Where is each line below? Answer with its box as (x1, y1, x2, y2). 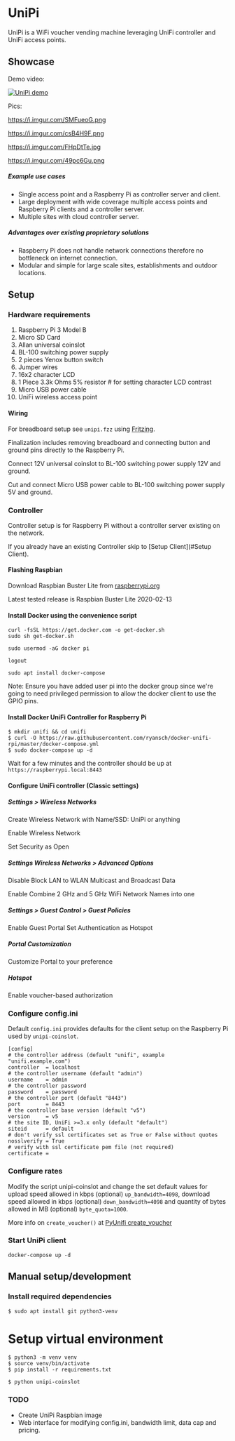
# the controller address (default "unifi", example (8, 1051, 165, 1059)
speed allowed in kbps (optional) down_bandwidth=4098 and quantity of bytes (8, 1197, 227, 1205)
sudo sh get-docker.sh (8, 633, 74, 640)
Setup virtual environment (8, 1331, 164, 1347)
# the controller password (8, 1082, 87, 1089)
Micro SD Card (17, 333, 61, 342)
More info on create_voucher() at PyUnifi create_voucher (8, 1218, 172, 1226)
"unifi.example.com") (8, 1058, 71, 1065)
